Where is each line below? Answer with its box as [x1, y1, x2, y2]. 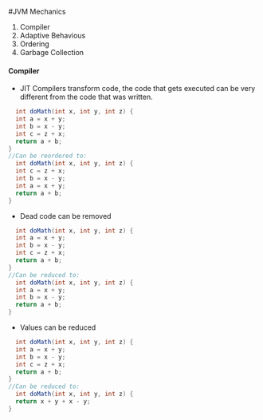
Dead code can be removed [19, 211, 112, 220]
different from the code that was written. [19, 92, 153, 102]
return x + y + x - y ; [15, 398, 91, 406]
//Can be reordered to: [8, 152, 88, 160]
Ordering [19, 39, 49, 49]
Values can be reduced [19, 323, 96, 332]
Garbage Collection [19, 48, 84, 57]
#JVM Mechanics [8, 7, 66, 16]
